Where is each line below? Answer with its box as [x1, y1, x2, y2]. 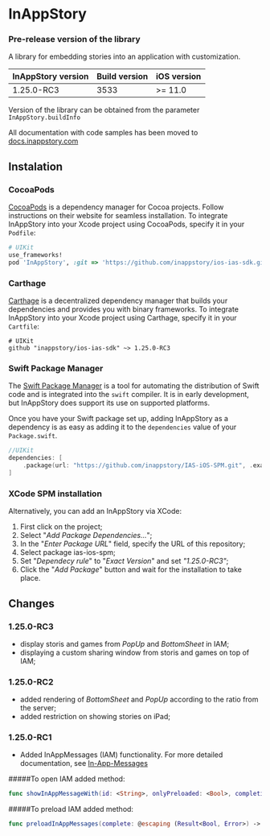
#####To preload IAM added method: [8, 805, 134, 814]
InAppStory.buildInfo [8, 114, 81, 122]
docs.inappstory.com [8, 136, 79, 146]
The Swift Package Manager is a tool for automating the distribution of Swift [8, 381, 260, 391]
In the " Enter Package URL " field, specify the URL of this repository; [19, 539, 246, 548]
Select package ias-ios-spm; [19, 548, 116, 557]
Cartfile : [8, 321, 40, 331]
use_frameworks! [8, 251, 63, 259]
